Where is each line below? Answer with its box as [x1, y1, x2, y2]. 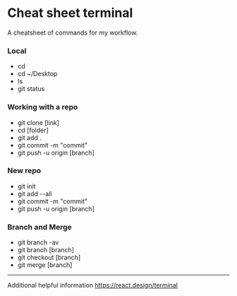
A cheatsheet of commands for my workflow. [7, 28, 138, 37]
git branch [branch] [17, 246, 74, 254]
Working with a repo [7, 102, 78, 112]
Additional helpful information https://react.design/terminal [7, 281, 178, 290]
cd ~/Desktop [17, 69, 58, 78]
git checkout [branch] [17, 253, 81, 262]
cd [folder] [17, 126, 49, 134]
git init [17, 182, 36, 190]
